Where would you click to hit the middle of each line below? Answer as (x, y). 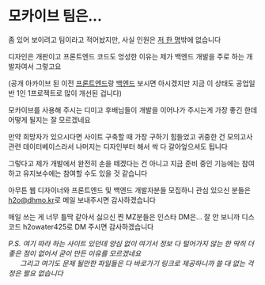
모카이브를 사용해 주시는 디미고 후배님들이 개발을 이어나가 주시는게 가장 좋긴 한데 (133, 110)
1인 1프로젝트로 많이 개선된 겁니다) (69, 93)
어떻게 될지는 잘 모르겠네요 (49, 120)
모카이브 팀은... (55, 16)
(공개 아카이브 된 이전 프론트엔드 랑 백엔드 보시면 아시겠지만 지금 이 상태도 (121, 83)
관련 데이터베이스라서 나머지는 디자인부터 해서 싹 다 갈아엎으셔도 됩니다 (118, 146)
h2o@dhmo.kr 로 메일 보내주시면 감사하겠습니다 (82, 199)
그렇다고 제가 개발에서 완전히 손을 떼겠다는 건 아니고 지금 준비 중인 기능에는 (124, 163)
